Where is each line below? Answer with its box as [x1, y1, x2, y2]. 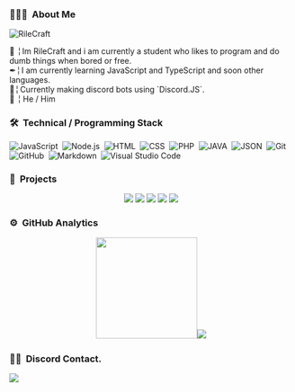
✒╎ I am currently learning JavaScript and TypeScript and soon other [9, 65, 264, 76]
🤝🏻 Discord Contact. [9, 352, 102, 365]
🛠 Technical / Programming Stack [9, 117, 164, 129]
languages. [9, 75, 51, 85]
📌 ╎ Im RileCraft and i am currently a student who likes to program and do [9, 46, 281, 57]
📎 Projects [9, 173, 58, 185]
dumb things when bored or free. [9, 56, 132, 67]
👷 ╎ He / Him [9, 94, 56, 104]
